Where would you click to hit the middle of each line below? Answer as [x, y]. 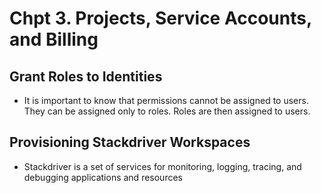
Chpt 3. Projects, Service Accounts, [160, 18]
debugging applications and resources [103, 177]
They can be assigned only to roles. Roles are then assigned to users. [167, 111]
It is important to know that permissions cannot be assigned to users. [166, 100]
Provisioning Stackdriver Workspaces [130, 142]
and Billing [54, 39]
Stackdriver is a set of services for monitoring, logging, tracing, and [162, 166]
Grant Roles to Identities [86, 76]
